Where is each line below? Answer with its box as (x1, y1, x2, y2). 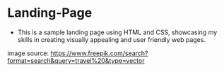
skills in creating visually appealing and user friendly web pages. (17, 35, 206, 43)
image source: (7, 49, 49, 57)
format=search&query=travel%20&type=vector (7, 56, 145, 64)
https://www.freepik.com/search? (50, 49, 148, 57)
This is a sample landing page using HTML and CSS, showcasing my (17, 28, 218, 36)
